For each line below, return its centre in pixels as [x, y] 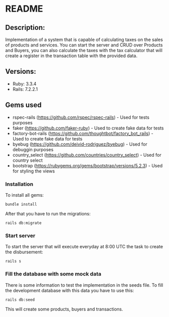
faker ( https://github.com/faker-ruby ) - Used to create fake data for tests [88, 128]
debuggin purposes [33, 149]
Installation [19, 184]
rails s [13, 261]
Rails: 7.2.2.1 [25, 89]
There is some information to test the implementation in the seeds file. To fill [84, 285]
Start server [20, 236]
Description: [25, 28]
